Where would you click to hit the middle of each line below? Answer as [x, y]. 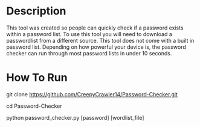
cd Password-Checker [34, 106]
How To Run [37, 78]
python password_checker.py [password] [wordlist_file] [75, 117]
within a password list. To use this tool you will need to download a [89, 34]
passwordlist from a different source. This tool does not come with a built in [100, 40]
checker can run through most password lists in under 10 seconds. [89, 53]
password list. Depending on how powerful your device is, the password [96, 47]
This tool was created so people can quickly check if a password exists [95, 28]
